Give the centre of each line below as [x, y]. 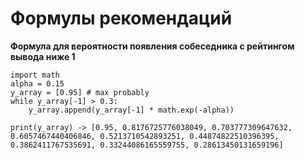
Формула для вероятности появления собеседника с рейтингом [152, 46]
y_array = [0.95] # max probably [80, 92]
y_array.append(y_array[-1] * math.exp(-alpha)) [131, 110]
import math [35, 75]
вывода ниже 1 [43, 56]
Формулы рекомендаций [121, 18]
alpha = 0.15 [37, 83]
